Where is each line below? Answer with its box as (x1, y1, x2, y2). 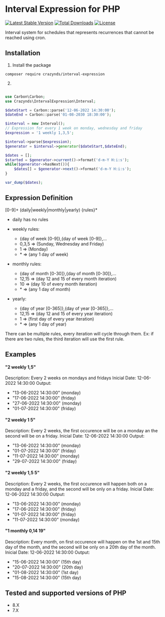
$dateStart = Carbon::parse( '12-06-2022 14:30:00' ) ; (5, 108, 116, 113)
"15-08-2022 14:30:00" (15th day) (12, 575, 82, 580)
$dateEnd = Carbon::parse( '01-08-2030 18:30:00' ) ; (5, 112, 112, 117)
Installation (5, 49, 41, 57)
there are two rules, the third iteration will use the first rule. (5, 336, 124, 342)
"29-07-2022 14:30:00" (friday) (12, 458, 77, 464)
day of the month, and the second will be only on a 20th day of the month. (5, 544, 156, 550)
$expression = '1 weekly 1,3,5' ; (5, 130, 74, 135)
